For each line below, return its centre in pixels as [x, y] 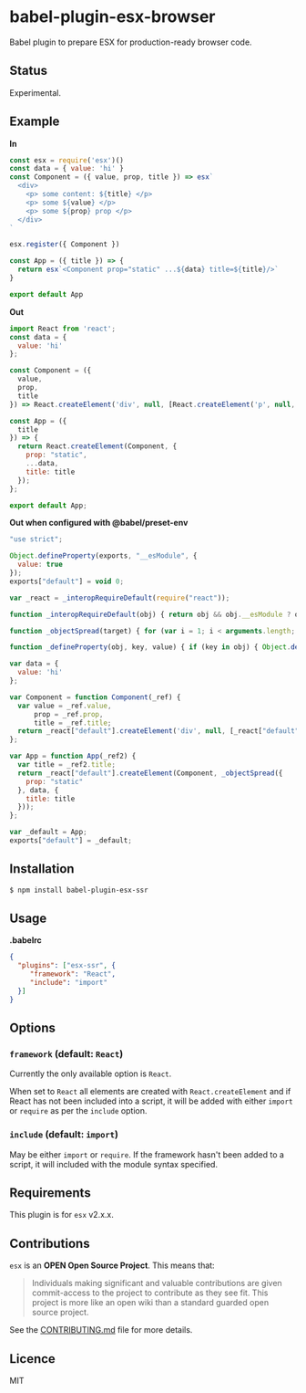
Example [35, 122]
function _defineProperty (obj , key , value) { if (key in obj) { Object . [150, 647]
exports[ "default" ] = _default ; [71, 841]
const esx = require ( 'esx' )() [67, 160]
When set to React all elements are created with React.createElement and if [150, 1092]
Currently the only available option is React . [91, 1074]
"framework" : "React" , [73, 974]
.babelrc [26, 940]
